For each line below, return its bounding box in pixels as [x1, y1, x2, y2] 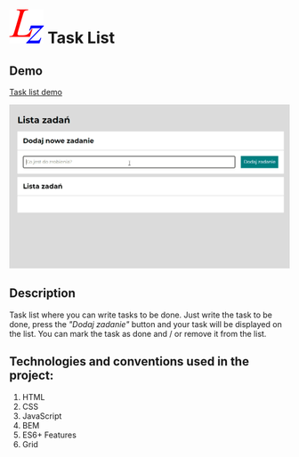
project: [9, 368, 54, 383]
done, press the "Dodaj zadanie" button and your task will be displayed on [9, 318, 282, 329]
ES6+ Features [21, 429, 77, 440]
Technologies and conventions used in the [9, 354, 249, 369]
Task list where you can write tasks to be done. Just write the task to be [9, 309, 273, 320]
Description [9, 285, 76, 301]
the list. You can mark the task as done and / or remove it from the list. [9, 328, 267, 339]
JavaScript [21, 410, 62, 421]
